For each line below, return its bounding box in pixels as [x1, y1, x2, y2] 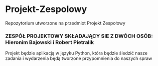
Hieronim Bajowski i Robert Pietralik [5, 38, 94, 45]
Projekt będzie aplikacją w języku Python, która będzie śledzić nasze [5, 50, 148, 56]
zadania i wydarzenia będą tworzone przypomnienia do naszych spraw [5, 55, 152, 61]
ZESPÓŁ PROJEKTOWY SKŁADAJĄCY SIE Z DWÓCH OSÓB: [5, 32, 153, 39]
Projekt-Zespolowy [5, 3, 87, 15]
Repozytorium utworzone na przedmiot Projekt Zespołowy [5, 20, 125, 26]
